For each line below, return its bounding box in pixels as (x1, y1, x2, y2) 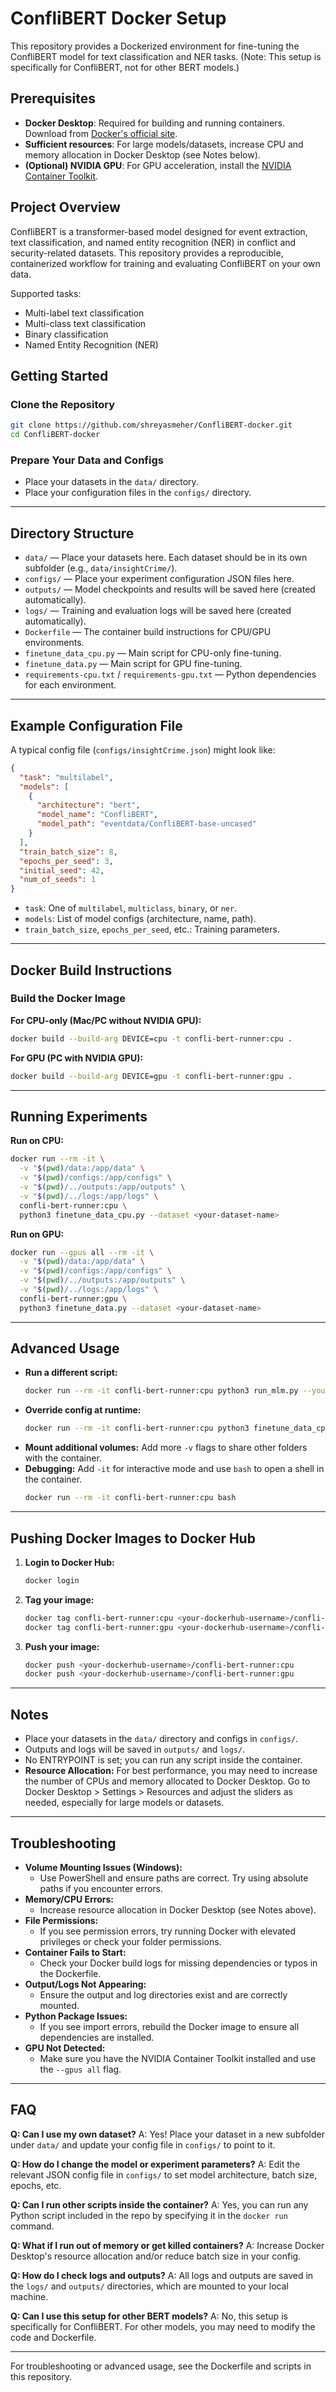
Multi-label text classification (24, 307, 145, 319)
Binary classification (24, 328, 109, 340)
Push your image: (24, 1640, 100, 1652)
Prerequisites (10, 90, 96, 107)
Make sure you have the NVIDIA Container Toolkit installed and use (39, 2052, 317, 2064)
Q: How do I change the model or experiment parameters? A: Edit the (10, 2158, 301, 2170)
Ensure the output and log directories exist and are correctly (39, 1988, 288, 2001)
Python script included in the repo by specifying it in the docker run (10, 2209, 288, 2221)
